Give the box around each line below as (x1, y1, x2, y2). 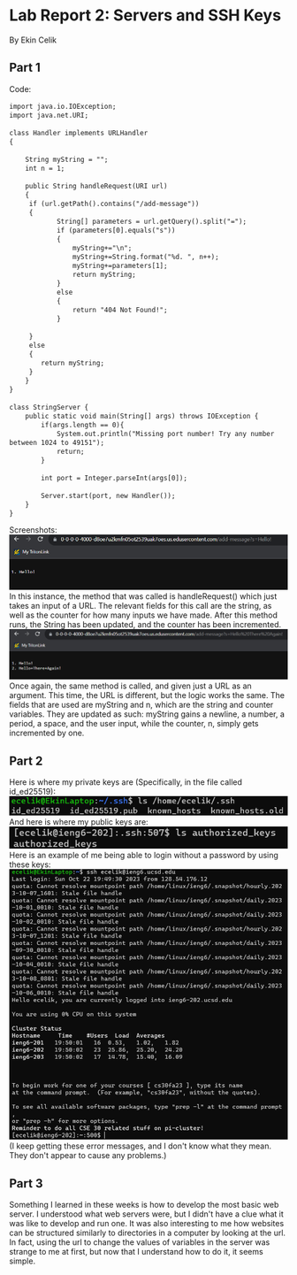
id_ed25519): (9, 787, 56, 797)
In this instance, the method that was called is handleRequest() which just (9, 591, 278, 602)
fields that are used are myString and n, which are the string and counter (9, 700, 274, 710)
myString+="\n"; (72, 243, 133, 252)
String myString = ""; (25, 155, 109, 164)
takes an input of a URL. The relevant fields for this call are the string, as (9, 601, 272, 611)
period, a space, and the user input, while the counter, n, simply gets (9, 718, 259, 729)
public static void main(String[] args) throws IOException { (25, 411, 259, 420)
